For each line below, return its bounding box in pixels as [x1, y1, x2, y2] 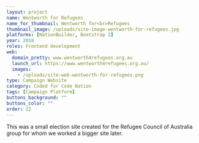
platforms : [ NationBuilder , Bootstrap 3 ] [6, 32, 114, 38]
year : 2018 [6, 37, 34, 44]
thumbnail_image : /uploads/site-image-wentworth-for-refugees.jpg [6, 26, 179, 33]
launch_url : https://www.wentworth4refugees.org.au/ [12, 60, 149, 66]
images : [12, 66, 32, 72]
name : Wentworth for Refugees [6, 15, 84, 21]
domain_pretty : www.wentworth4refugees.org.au [12, 55, 133, 61]
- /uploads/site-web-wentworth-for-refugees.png [17, 72, 144, 78]
